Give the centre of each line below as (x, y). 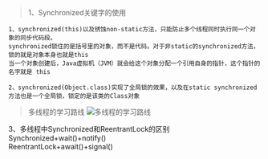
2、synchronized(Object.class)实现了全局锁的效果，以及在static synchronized (133, 88)
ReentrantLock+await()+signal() (61, 147)
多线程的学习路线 (56, 112)
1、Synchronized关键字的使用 (77, 12)
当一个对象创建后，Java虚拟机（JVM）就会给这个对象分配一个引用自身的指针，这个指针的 (134, 63)
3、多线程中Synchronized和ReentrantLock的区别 (89, 129)
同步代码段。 (38, 38)
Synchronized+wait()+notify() (57, 138)
